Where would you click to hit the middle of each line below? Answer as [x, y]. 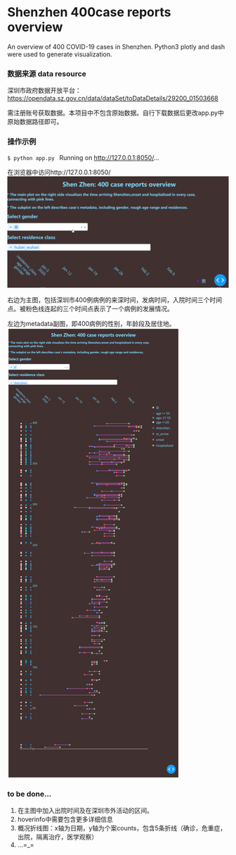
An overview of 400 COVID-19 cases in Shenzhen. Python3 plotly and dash [116, 46]
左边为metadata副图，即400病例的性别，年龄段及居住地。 [91, 323]
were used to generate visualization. [60, 54]
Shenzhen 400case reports [89, 12]
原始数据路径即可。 [35, 122]
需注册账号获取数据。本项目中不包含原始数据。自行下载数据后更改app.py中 [116, 113]
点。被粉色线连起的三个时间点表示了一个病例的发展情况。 [90, 308]
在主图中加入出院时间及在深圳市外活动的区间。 [85, 810]
